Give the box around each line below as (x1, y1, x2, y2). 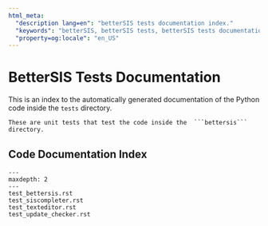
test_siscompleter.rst (8, 196, 84, 204)
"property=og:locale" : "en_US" (15, 34, 120, 42)
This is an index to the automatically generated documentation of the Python (8, 95, 260, 105)
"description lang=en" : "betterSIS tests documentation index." (15, 19, 234, 27)
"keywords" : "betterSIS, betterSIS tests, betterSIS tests (15, 26, 216, 34)
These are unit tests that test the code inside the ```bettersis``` (8, 119, 248, 127)
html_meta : (8, 11, 45, 20)
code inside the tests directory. (8, 103, 112, 113)
